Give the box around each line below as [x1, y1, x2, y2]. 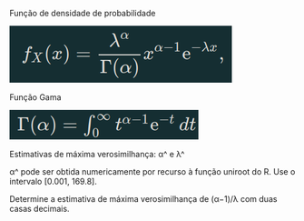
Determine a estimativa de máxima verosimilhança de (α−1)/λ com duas [9, 194, 278, 204]
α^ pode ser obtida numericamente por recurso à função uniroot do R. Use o [9, 166, 296, 176]
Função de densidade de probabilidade [9, 8, 156, 18]
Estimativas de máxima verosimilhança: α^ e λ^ [9, 149, 185, 159]
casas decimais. [9, 204, 70, 214]
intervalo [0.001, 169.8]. [9, 176, 97, 186]
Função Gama [9, 92, 62, 103]
